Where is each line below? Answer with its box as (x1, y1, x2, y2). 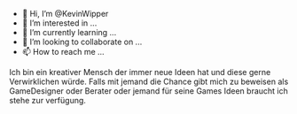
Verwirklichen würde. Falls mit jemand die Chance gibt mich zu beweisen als (9, 76, 289, 87)
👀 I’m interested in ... (21, 18, 98, 28)
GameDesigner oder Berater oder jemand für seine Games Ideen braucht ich (9, 86, 288, 96)
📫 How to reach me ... (21, 47, 105, 57)
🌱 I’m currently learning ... (21, 27, 117, 37)
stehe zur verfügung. (9, 95, 87, 105)
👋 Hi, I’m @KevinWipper (21, 9, 109, 19)
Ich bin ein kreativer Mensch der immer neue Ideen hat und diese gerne (9, 67, 271, 77)
